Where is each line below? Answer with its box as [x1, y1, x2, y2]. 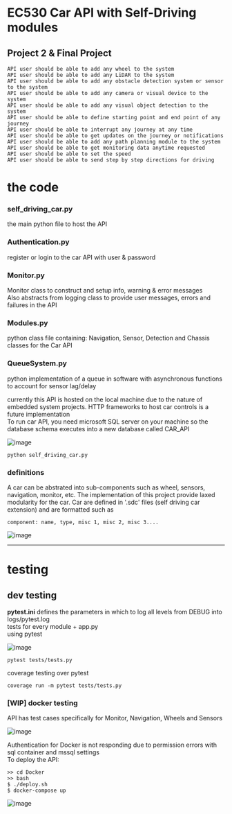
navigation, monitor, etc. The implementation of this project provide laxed [7, 490, 215, 499]
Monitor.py [7, 270, 45, 280]
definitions [7, 467, 45, 477]
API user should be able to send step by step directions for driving [7, 157, 215, 164]
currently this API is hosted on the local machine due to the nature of [7, 395, 203, 404]
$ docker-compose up [7, 787, 67, 795]
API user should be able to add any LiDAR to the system [7, 71, 175, 78]
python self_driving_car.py [7, 451, 88, 458]
